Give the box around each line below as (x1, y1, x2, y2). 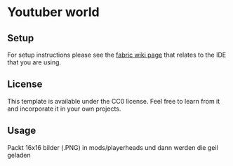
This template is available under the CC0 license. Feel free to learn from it (7, 97, 220, 105)
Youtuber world (7, 4, 100, 20)
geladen (7, 151, 32, 159)
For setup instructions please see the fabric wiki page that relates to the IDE (7, 50, 227, 59)
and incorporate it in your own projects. (7, 104, 121, 113)
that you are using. (7, 58, 62, 67)
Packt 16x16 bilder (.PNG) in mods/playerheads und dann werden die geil (7, 143, 219, 151)
